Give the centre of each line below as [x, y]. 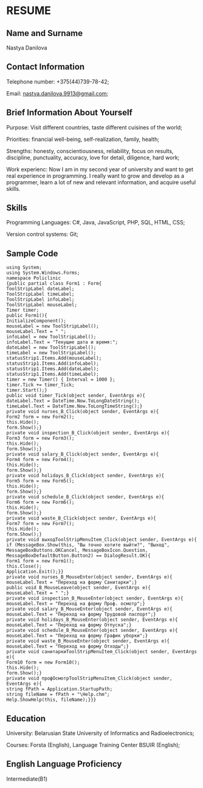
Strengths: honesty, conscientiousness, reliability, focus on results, [90, 151]
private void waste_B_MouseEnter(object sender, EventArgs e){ [88, 641]
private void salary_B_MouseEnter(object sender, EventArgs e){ [89, 609]
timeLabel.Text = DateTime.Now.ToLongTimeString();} [74, 406]
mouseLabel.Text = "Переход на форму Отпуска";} [69, 625]
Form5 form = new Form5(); [40, 481]
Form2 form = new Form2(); [40, 417]
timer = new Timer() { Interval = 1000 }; [61, 380]
